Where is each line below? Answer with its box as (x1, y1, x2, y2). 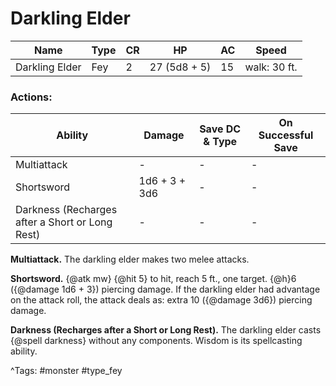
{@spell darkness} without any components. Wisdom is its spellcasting (10, 335, 303, 347)
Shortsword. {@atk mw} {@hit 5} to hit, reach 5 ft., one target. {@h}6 (10, 273, 297, 285)
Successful (258, 128, 314, 142)
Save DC (199, 122, 242, 136)
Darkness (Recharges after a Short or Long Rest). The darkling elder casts (10, 324, 322, 336)
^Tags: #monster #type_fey (10, 365, 123, 377)
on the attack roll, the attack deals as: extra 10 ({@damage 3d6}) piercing (10, 294, 313, 306)
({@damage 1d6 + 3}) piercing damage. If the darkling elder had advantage (10, 283, 321, 296)
